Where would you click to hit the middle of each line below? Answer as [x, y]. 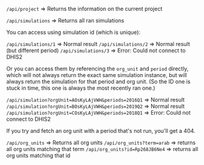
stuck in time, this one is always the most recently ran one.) [81, 88]
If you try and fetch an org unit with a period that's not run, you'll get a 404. [101, 131]
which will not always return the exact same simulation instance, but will [97, 75]
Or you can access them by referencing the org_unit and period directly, [97, 69]
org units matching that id [38, 155]
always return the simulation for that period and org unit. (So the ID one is [98, 82]
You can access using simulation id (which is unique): [73, 32]
